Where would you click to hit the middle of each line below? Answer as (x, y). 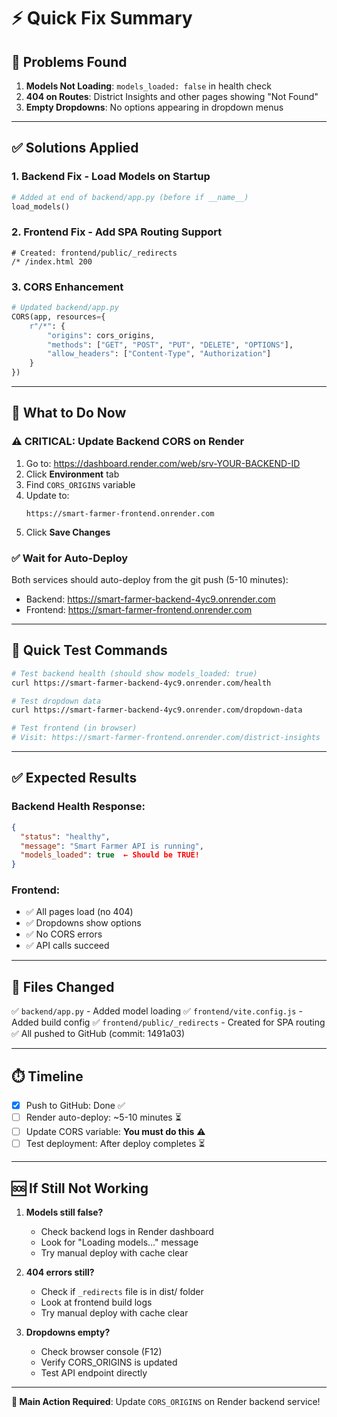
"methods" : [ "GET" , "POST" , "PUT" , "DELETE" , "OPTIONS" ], (170, 345)
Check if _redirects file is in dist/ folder (122, 1291)
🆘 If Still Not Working (80, 1188)
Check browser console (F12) (101, 1351)
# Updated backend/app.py (65, 308)
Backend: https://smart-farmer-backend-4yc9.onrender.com (150, 599)
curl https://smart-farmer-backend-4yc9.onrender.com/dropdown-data (157, 710)
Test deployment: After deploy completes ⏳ (115, 1144)
